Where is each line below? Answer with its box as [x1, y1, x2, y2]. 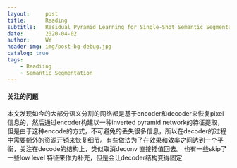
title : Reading [7, 17, 68, 24]
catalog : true [7, 50, 49, 57]
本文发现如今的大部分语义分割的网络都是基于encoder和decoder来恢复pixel [7, 109, 224, 117]
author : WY [7, 37, 52, 44]
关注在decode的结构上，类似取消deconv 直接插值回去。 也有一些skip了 [19, 144, 227, 152]
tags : [7, 56, 23, 64]
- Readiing [20, 63, 52, 70]
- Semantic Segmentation [20, 69, 93, 76]
